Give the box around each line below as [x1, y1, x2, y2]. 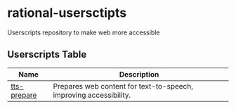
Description [119, 69, 159, 79]
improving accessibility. [53, 90, 131, 100]
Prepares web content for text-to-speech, [53, 81, 193, 91]
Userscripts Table [7, 49, 87, 60]
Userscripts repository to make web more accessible [7, 28, 160, 37]
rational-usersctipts [7, 5, 127, 21]
